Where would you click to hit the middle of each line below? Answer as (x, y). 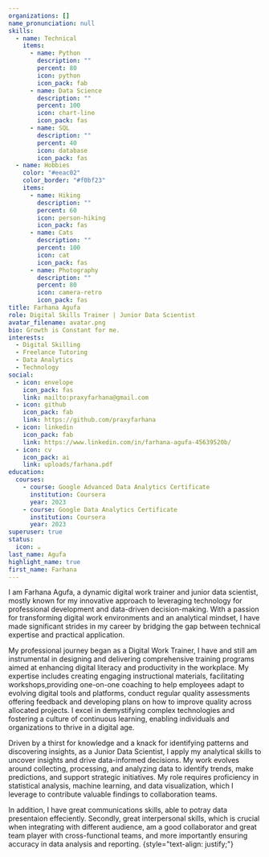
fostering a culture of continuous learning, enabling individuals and (119, 719)
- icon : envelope (45, 382)
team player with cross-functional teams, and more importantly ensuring (128, 836)
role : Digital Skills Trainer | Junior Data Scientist (102, 315)
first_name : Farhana (43, 569)
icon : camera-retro (70, 293)
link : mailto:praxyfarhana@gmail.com (86, 398)
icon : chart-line (66, 113)
